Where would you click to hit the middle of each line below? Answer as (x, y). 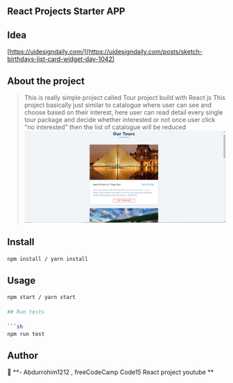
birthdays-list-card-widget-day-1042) (61, 59)
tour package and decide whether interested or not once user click (120, 120)
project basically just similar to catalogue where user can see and (118, 105)
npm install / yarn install (48, 259)
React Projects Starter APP (66, 11)
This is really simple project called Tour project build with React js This (125, 98)
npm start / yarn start (42, 298)
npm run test (26, 334)
